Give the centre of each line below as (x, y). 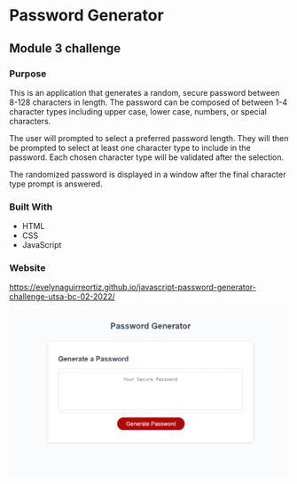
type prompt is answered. (56, 184)
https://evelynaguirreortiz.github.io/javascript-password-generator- (133, 287)
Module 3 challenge (65, 48)
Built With (31, 207)
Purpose (28, 74)
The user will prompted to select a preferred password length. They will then (149, 138)
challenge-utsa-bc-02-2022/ (62, 297)
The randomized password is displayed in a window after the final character (148, 174)
